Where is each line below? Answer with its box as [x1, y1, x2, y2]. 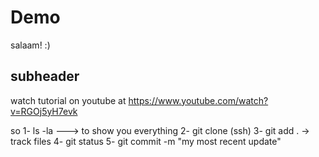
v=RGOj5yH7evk [10, 105, 78, 117]
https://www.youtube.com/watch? [128, 94, 269, 106]
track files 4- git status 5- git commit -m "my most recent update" [10, 135, 282, 147]
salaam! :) [10, 39, 51, 51]
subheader [10, 68, 80, 85]
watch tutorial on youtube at [10, 94, 127, 106]
